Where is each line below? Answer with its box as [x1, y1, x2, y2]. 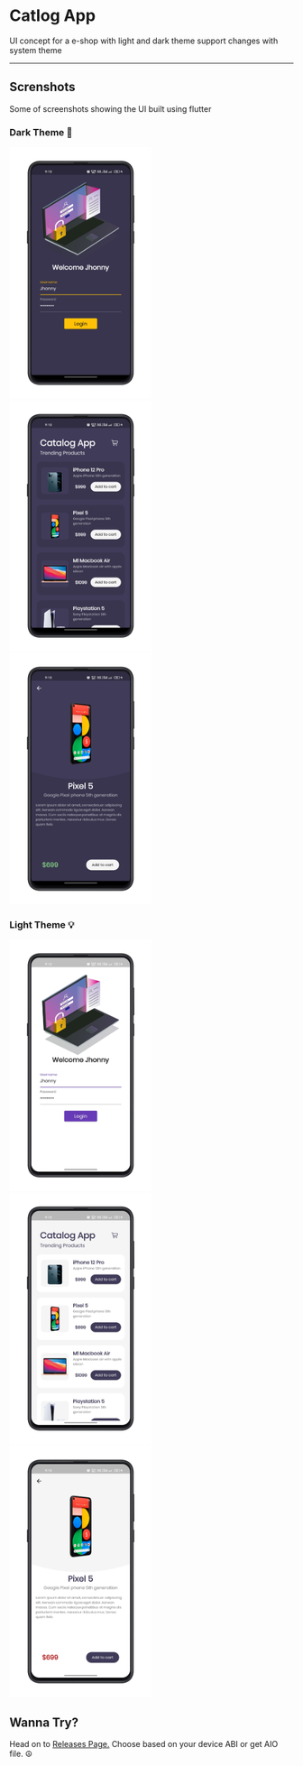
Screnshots [9, 79, 76, 95]
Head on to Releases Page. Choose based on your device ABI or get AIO [9, 1739, 279, 1750]
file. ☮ [9, 1748, 33, 1760]
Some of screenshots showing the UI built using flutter [9, 103, 212, 114]
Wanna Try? [9, 1715, 79, 1730]
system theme [9, 44, 62, 55]
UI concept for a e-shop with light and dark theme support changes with [9, 35, 279, 46]
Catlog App [9, 5, 96, 26]
